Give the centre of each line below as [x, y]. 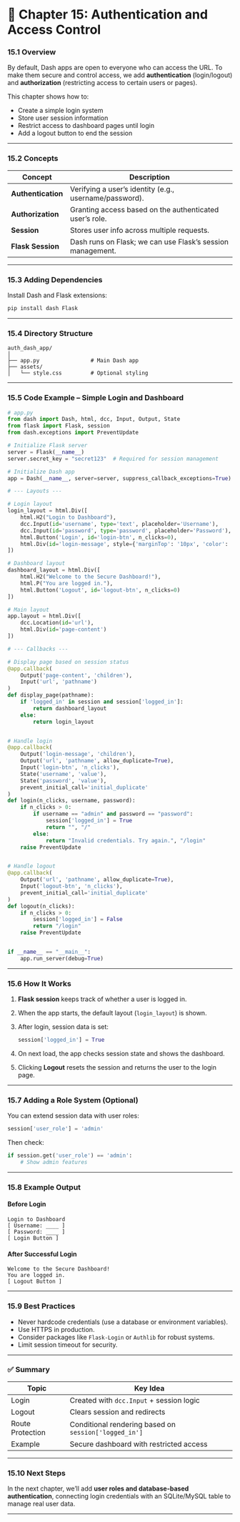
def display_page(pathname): [51, 695]
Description [149, 176]
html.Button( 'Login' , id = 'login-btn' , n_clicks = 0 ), [99, 537]
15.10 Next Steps [37, 1473]
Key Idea [149, 1388]
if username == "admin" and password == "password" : [113, 814]
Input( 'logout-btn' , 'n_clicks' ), [71, 886]
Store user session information [63, 118]
